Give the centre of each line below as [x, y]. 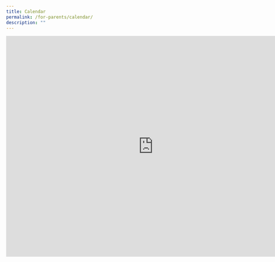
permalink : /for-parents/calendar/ [50, 17]
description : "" [26, 22]
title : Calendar [26, 11]
